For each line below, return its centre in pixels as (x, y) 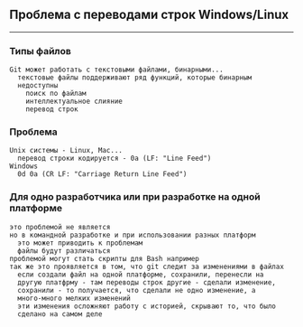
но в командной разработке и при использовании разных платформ (133, 235)
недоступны (38, 86)
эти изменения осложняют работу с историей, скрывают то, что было (147, 306)
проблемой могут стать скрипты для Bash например (105, 258)
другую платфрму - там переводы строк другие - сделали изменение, (147, 282)
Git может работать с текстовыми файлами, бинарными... (116, 70)
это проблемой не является (60, 227)
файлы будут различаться (64, 251)
